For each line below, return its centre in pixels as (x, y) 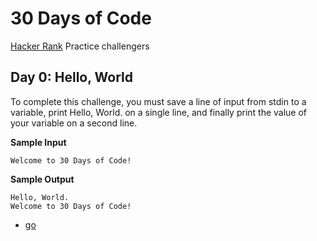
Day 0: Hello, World (71, 77)
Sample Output (42, 179)
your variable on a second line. (74, 123)
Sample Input (38, 142)
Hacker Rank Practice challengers (80, 46)
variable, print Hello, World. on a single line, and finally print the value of (159, 112)
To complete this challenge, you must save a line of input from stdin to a (158, 101)
